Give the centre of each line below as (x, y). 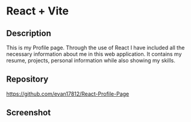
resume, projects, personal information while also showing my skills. (91, 60)
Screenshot (29, 113)
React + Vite (38, 11)
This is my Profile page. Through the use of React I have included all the (95, 47)
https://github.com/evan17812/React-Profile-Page (68, 94)
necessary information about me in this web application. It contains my (94, 54)
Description (29, 33)
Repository (27, 79)
